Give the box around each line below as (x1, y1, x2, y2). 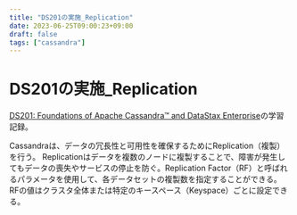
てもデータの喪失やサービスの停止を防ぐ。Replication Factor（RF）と (9, 162, 265, 174)
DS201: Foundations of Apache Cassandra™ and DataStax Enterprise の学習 (9, 111, 285, 121)
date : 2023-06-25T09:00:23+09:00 (9, 21, 134, 30)
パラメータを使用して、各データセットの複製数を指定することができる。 (16, 174, 283, 185)
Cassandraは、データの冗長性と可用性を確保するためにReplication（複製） (9, 140, 285, 152)
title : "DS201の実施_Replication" (9, 12, 134, 22)
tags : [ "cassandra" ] (9, 37, 87, 47)
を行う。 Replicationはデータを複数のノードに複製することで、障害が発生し (9, 152, 286, 162)
